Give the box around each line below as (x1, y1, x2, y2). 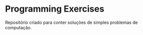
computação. (5, 24, 32, 30)
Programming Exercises (5, 3, 104, 15)
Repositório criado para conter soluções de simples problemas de (5, 19, 138, 25)
